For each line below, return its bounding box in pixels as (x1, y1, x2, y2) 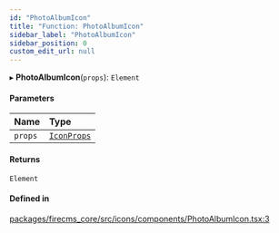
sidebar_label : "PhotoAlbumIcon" (9, 30, 136, 39)
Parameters (9, 92, 55, 103)
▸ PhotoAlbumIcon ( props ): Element (9, 72, 140, 83)
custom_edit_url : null (9, 47, 95, 56)
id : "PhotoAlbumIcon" (9, 13, 92, 23)
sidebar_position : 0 (9, 38, 88, 48)
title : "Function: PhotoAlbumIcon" (9, 22, 144, 31)
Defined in (9, 193, 50, 204)
